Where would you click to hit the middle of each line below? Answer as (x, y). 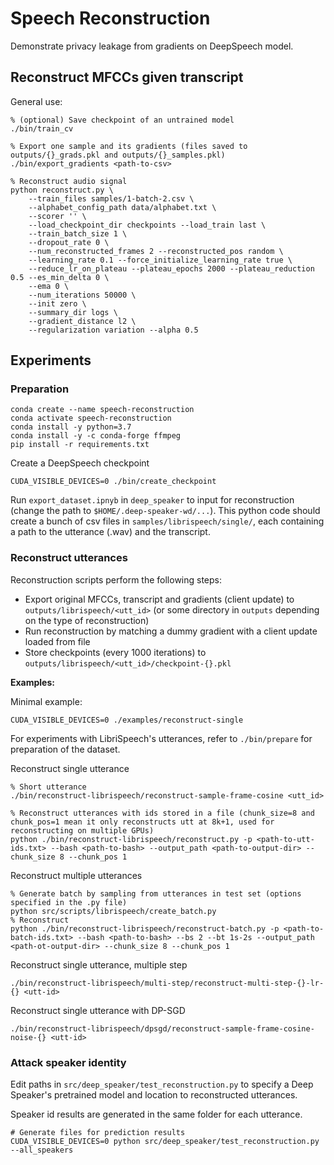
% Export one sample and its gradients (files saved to (129, 146)
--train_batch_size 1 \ (78, 233)
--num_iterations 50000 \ (82, 295)
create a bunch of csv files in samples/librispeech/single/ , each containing (167, 521)
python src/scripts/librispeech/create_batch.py (113, 911)
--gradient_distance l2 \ (82, 321)
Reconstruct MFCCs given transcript (127, 77)
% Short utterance (48, 787)
